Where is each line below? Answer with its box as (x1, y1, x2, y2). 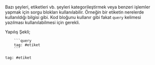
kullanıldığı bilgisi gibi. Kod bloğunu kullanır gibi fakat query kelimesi (5, 15, 141, 20)
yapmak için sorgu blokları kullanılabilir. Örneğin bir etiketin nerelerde (5, 9, 144, 15)
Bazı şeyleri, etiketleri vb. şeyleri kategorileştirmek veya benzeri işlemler (5, 4, 151, 10)
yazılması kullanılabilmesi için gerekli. (5, 19, 80, 25)
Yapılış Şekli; (5, 29, 31, 34)
